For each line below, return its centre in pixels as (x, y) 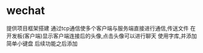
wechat (26, 11)
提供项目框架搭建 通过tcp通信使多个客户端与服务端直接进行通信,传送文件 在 (101, 28)
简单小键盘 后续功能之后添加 (42, 43)
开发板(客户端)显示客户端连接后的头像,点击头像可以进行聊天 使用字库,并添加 (102, 36)
